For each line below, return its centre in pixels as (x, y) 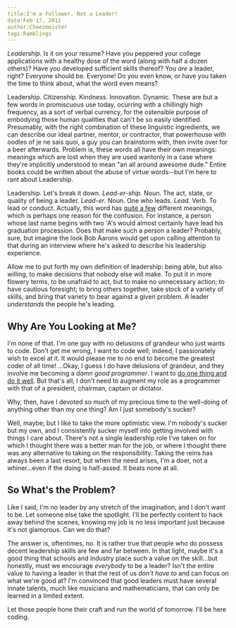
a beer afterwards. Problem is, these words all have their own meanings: (112, 149)
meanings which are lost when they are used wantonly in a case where (110, 157)
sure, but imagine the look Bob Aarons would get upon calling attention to (114, 238)
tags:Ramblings (30, 33)
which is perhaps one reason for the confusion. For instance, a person (109, 216)
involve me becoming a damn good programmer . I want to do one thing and (117, 374)
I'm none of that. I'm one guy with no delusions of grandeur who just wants (116, 343)
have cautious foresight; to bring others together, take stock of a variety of (116, 289)
